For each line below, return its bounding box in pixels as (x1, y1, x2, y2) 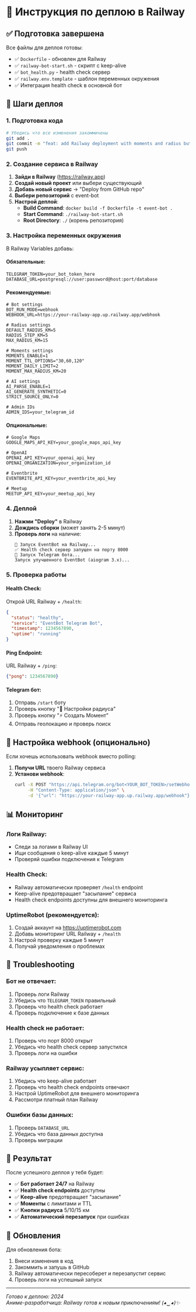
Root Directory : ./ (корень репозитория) (23, 217, 124, 224)
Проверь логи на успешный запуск (14, 1276, 102, 1283)
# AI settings (6, 379, 41, 385)
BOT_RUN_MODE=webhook (6, 307, 59, 313)
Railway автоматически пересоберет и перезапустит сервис (14, 1270, 166, 1277)
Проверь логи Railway (14, 991, 70, 998)
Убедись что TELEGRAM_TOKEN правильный (14, 996, 116, 1003)
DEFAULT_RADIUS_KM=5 (6, 327, 57, 333)
